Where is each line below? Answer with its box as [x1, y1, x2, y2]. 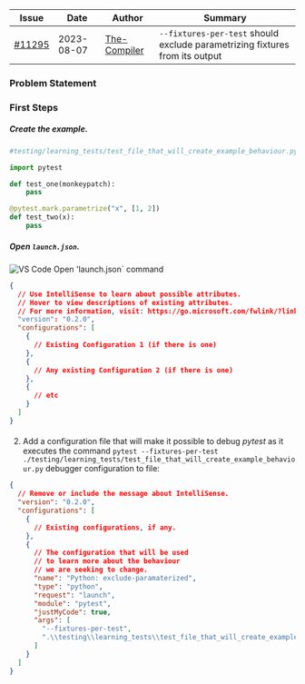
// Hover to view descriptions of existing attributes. [17, 298, 233, 307]
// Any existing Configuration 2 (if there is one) [33, 365, 233, 375]
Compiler [104, 45, 144, 56]
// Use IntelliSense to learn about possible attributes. [17, 290, 242, 299]
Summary [203, 12, 247, 24]
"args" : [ [33, 616, 71, 625]
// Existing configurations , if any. [33, 522, 177, 532]
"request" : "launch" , [33, 590, 116, 600]
